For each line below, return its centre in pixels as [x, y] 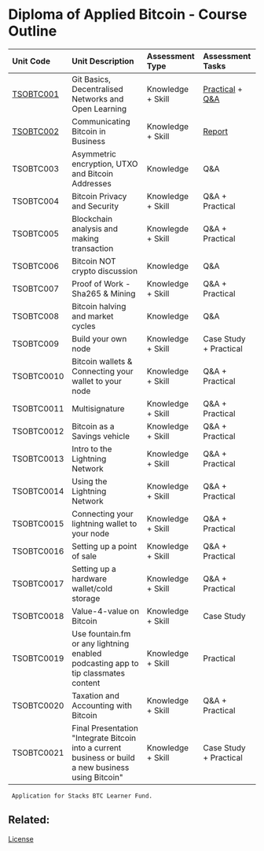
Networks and [98, 98]
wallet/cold [92, 588]
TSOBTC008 [36, 316]
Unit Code [31, 61]
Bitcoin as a [93, 426]
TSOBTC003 [36, 168]
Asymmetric [94, 153]
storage [86, 598]
